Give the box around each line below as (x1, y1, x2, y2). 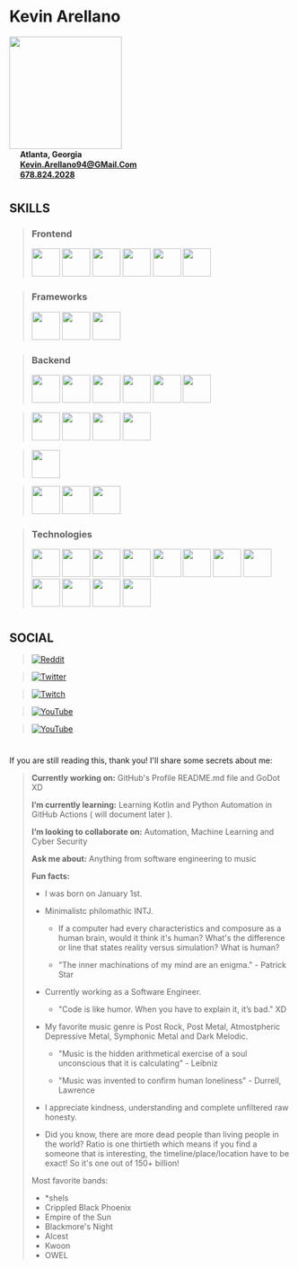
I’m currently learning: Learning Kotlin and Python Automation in (31, 800, 272, 811)
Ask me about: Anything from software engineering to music (31, 854, 257, 865)
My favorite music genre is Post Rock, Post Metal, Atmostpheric (44, 1022, 281, 1033)
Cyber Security (31, 836, 88, 847)
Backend (31, 353, 72, 366)
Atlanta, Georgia (19, 148, 83, 159)
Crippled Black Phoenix (44, 1202, 132, 1213)
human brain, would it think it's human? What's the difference (57, 933, 285, 944)
